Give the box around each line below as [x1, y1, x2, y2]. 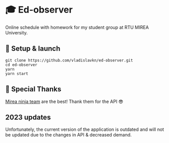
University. [5, 29, 28, 35]
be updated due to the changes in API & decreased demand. [5, 132, 132, 138]
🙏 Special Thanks [5, 85, 62, 94]
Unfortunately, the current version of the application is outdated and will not [5, 126, 164, 132]
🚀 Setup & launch [5, 44, 61, 53]
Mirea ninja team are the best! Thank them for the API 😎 [5, 98, 124, 104]
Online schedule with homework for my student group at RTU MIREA [5, 24, 149, 30]
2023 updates [5, 113, 51, 122]
